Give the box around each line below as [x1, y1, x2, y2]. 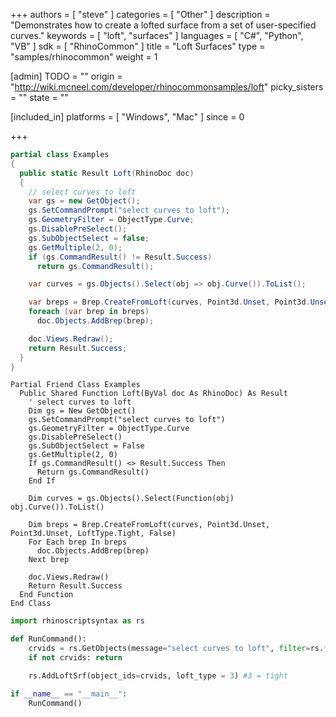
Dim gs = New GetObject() [28, 406, 137, 416]
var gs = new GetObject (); [28, 196, 141, 206]
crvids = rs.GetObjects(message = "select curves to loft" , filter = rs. [28, 644, 325, 654]
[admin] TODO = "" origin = [10, 70, 123, 82]
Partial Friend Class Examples [10, 380, 141, 390]
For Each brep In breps [28, 537, 128, 548]
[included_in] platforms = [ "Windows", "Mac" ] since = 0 [10, 111, 245, 123]
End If [28, 476, 56, 486]
